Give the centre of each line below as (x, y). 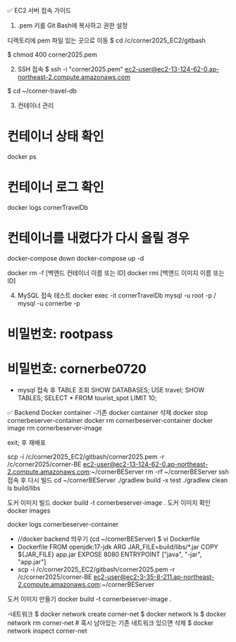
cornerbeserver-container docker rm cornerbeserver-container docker (110, 420)
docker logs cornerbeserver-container (63, 524)
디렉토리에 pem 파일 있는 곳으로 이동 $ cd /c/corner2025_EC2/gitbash (107, 40)
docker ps (22, 156)
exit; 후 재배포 (27, 442)
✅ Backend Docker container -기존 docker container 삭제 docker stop (107, 412)
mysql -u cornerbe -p (49, 303)
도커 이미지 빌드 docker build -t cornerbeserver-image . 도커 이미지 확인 (109, 502)
